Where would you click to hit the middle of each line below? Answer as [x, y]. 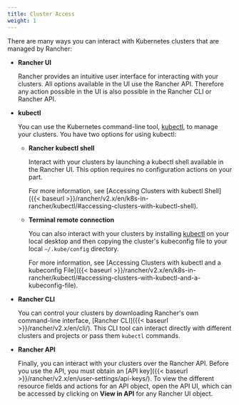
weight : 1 [22, 21]
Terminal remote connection [71, 220]
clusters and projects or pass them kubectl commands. [99, 335]
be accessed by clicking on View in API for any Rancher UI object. [115, 394]
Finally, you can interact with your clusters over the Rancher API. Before [123, 363]
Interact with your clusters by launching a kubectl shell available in [126, 162]
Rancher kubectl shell [61, 148]
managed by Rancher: [40, 48]
